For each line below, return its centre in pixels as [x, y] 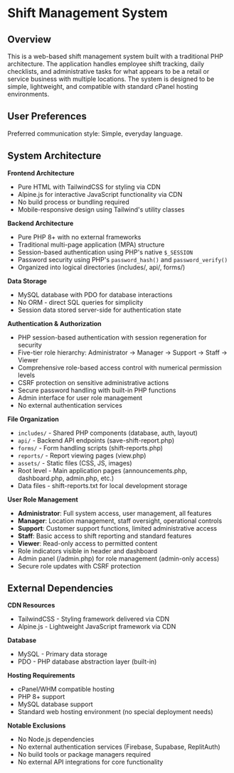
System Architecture [54, 156]
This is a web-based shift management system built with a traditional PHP [116, 56]
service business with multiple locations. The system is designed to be [111, 79]
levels [26, 375]
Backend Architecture [41, 223]
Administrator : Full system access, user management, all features [115, 513]
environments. [28, 94]
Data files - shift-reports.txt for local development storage [102, 485]
